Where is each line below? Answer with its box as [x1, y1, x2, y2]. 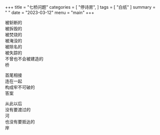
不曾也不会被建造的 [5, 56, 44, 61]
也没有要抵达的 [5, 119, 35, 124]
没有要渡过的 [5, 107, 31, 112]
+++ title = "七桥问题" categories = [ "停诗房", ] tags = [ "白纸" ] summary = [5, 4, 156, 10]
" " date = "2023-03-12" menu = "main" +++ [5, 10, 95, 15]
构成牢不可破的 [5, 84, 35, 90]
